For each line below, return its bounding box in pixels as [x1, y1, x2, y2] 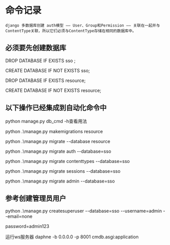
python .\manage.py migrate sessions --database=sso [5, 168, 121, 174]
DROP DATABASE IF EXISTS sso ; [5, 57, 76, 64]
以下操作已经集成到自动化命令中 [5, 104, 107, 112]
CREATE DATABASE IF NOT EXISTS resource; [5, 87, 102, 93]
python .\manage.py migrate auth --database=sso [5, 148, 111, 154]
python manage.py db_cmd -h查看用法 [5, 118, 87, 124]
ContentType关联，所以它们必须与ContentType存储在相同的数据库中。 [5, 28, 137, 33]
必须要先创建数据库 [5, 44, 66, 52]
